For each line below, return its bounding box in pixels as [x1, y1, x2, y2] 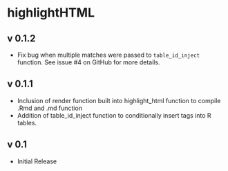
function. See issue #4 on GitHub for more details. [17, 58, 160, 66]
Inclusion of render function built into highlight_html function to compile [17, 96, 221, 105]
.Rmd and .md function [17, 104, 83, 112]
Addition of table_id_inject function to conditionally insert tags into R [17, 111, 212, 119]
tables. [17, 118, 37, 127]
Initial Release [17, 157, 57, 165]
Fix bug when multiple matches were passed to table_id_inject [17, 51, 200, 59]
